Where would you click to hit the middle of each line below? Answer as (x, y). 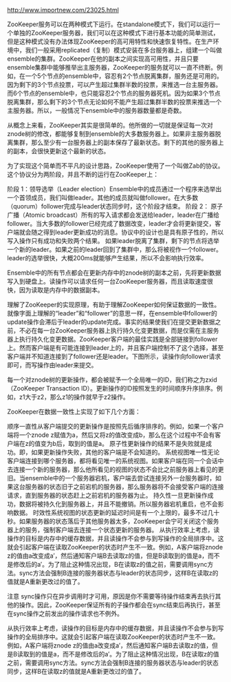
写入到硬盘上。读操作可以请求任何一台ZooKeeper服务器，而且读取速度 (107, 281)
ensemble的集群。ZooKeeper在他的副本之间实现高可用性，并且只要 (103, 59)
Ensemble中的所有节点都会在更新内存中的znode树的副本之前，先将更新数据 (114, 273)
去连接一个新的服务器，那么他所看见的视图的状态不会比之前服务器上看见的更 (115, 469)
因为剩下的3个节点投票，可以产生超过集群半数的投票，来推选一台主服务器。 (114, 85)
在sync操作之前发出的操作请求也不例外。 (65, 613)
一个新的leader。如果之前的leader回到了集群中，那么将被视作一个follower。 (114, 249)
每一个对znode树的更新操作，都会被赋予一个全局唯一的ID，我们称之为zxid (112, 380)
